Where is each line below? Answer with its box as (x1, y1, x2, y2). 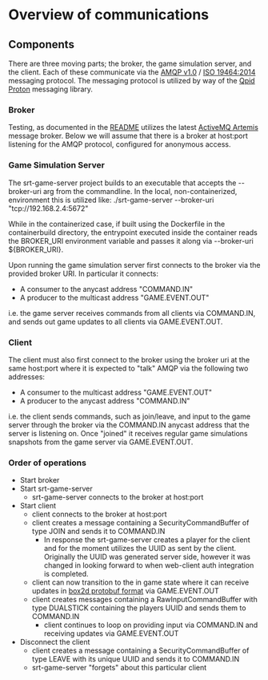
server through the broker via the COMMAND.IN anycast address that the (8, 419, 250, 430)
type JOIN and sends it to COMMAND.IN (31, 527, 166, 536)
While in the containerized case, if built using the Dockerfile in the (8, 219, 226, 229)
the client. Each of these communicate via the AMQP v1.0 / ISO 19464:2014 (8, 67, 256, 77)
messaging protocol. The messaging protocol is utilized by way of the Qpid (8, 76, 255, 85)
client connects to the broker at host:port (31, 509, 167, 519)
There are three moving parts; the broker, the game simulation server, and (8, 59, 252, 68)
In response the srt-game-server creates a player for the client (43, 535, 250, 544)
